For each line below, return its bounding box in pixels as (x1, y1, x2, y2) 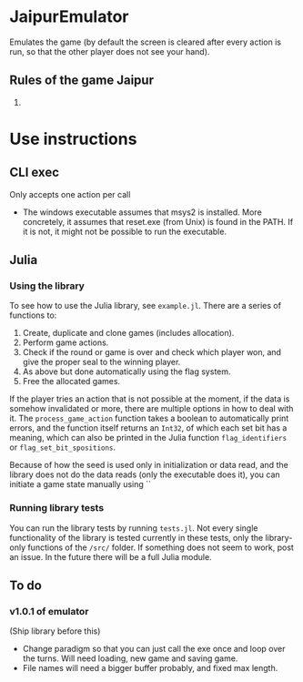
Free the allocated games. (22, 376, 121, 387)
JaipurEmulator (9, 6, 129, 27)
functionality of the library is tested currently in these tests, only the (9, 532, 264, 543)
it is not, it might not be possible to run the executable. (22, 226, 227, 237)
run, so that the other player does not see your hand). (9, 46, 210, 56)
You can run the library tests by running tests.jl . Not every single (9, 522, 258, 534)
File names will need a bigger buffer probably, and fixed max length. (22, 663, 278, 674)
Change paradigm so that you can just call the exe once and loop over (22, 644, 286, 655)
